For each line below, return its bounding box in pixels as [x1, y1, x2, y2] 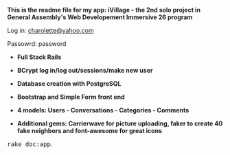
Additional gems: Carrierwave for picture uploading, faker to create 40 [16, 119, 223, 128]
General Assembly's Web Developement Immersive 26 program [7, 13, 193, 21]
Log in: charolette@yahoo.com [7, 27, 94, 34]
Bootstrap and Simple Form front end [16, 93, 125, 101]
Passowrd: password [7, 40, 67, 47]
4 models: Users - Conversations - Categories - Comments [16, 106, 189, 114]
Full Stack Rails [16, 53, 62, 61]
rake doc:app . [7, 140, 53, 148]
